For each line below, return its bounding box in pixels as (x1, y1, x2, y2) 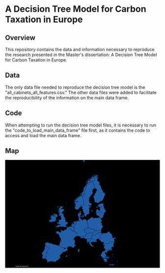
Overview (5, 33, 36, 42)
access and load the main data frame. (5, 132, 82, 138)
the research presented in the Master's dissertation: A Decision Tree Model (5, 52, 157, 58)
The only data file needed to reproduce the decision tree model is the (5, 84, 145, 90)
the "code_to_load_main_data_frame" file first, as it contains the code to (5, 127, 151, 133)
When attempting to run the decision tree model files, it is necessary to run (5, 122, 156, 128)
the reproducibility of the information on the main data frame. (5, 94, 129, 100)
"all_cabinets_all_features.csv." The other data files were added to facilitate (5, 90, 157, 95)
